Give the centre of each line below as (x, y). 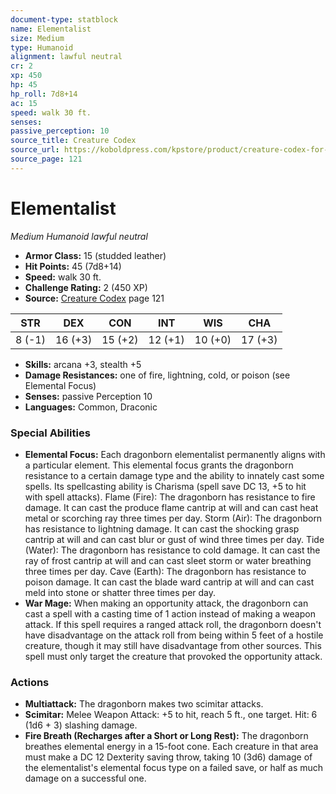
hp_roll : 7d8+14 (44, 94)
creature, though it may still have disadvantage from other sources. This (173, 645)
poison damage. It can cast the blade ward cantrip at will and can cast (169, 582)
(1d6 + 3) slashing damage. (81, 725)
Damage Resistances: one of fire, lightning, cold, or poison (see (157, 375)
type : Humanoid (42, 47)
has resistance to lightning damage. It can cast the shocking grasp (162, 528)
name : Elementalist (51, 29)
